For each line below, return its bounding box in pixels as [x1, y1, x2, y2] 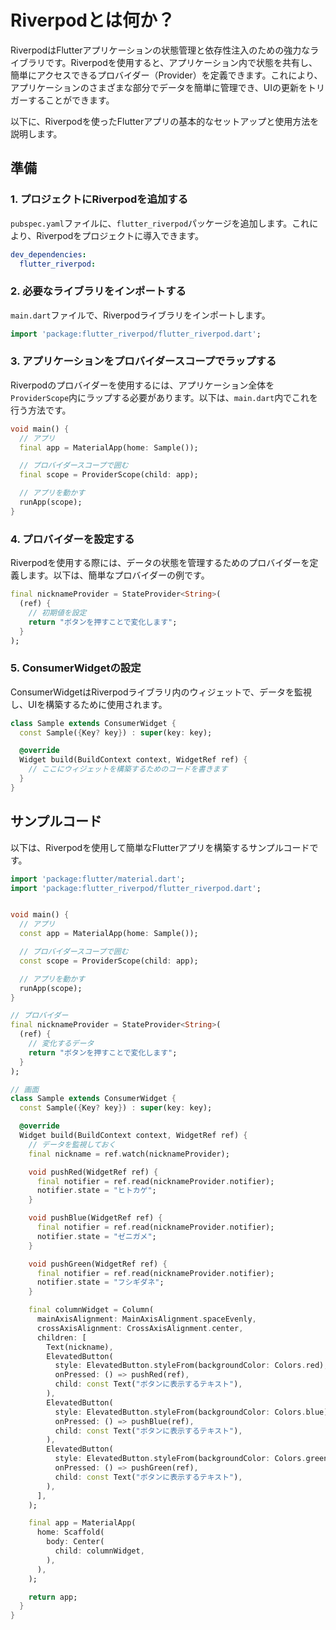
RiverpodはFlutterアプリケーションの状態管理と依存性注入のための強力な [10, 44, 311, 56]
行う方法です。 [10, 404, 72, 416]
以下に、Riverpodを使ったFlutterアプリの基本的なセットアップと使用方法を [10, 115, 320, 127]
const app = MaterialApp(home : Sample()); [19, 929, 199, 939]
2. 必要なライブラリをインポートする [10, 284, 187, 298]
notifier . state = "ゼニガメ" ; [36, 1231, 157, 1241]
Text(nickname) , [46, 1342, 114, 1352]
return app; [28, 1592, 78, 1602]
